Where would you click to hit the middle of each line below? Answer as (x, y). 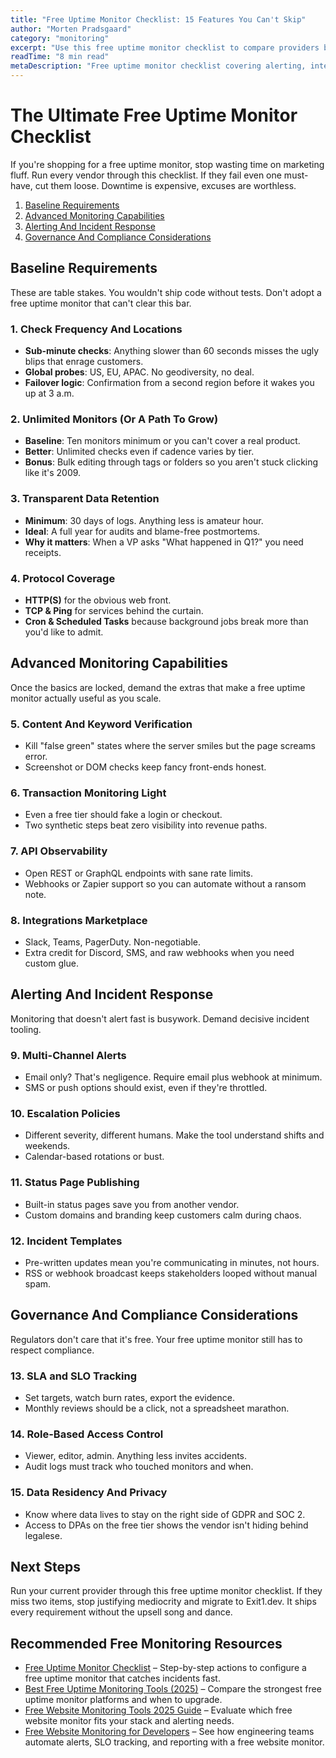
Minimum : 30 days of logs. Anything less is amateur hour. (144, 520)
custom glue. (51, 963)
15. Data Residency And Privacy (89, 1493)
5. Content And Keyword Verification (101, 724)
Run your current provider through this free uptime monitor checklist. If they (166, 1591)
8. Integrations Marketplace (79, 920)
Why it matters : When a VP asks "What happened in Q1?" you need (164, 542)
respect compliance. (52, 1350)
